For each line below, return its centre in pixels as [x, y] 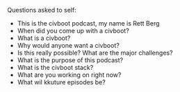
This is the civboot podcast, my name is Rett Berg [88, 23]
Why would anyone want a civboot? [68, 45]
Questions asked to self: [42, 10]
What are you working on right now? [69, 75]
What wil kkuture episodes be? [61, 82]
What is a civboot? [44, 38]
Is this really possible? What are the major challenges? [95, 53]
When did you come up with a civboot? [73, 31]
